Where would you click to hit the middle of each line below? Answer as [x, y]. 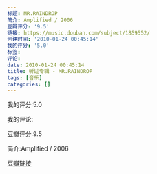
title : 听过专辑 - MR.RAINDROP [50, 71]
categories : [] [29, 84]
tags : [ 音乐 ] [25, 78]
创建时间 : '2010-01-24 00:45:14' [53, 39]
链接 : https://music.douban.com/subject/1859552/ [78, 33]
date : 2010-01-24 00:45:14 [46, 65]
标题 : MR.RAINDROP [32, 13]
